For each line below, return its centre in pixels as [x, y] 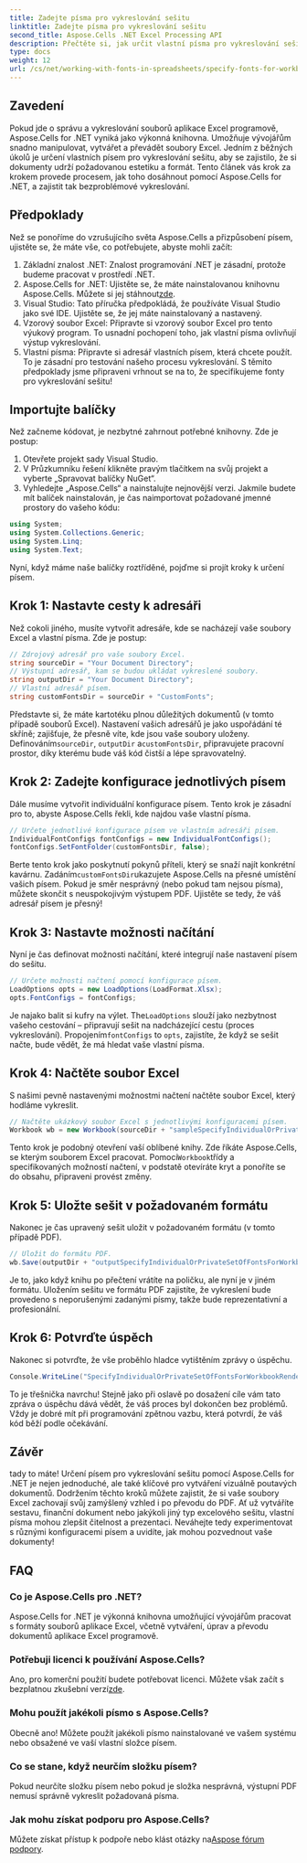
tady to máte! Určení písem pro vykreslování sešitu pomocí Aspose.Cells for [152, 1474]
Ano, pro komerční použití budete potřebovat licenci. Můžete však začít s [147, 1679]
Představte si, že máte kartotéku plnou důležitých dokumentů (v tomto [142, 714]
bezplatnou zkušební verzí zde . [67, 1689]
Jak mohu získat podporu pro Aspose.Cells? [110, 1819]
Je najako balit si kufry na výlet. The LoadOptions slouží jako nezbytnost [143, 1015]
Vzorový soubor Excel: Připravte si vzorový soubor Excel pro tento [148, 323]
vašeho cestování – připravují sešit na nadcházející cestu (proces [132, 1025]
